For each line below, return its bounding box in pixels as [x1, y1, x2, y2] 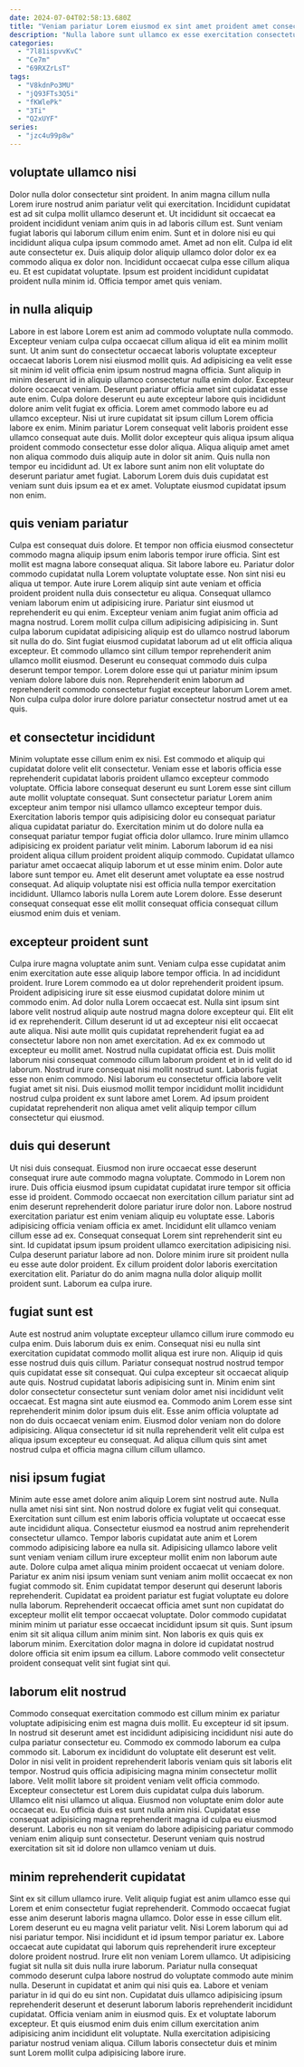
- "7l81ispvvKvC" [17, 47, 83, 56]
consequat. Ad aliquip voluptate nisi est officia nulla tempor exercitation [9, 879, 276, 890]
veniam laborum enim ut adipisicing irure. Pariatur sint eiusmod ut [9, 597, 254, 608]
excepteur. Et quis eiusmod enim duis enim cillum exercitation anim [9, 2018, 260, 2029]
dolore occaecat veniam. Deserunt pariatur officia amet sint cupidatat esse [9, 383, 288, 394]
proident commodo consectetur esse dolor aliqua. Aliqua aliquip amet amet [9, 441, 290, 452]
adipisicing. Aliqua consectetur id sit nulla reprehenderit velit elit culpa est [9, 1425, 285, 1435]
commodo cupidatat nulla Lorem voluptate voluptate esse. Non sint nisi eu [9, 568, 286, 580]
